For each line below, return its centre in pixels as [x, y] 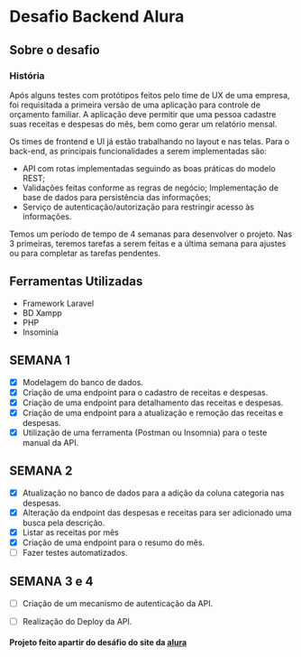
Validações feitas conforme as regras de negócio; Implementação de [150, 188]
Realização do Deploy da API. [77, 621]
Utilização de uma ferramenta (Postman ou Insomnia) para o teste [145, 432]
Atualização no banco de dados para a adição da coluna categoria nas [153, 493]
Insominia [40, 332]
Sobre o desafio [55, 50]
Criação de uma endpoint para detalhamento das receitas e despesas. [153, 403]
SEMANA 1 [40, 361]
